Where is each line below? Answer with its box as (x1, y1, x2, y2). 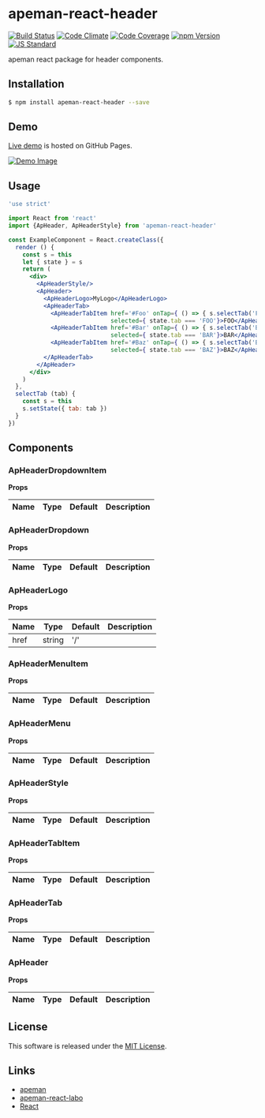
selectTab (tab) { (15, 390, 77, 398)
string (42, 634, 65, 645)
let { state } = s (22, 258, 83, 266)
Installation (8, 77, 65, 91)
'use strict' (8, 200, 51, 208)
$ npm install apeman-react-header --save (8, 98, 150, 107)
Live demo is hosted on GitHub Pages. (8, 141, 132, 151)
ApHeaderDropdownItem (8, 465, 107, 476)
